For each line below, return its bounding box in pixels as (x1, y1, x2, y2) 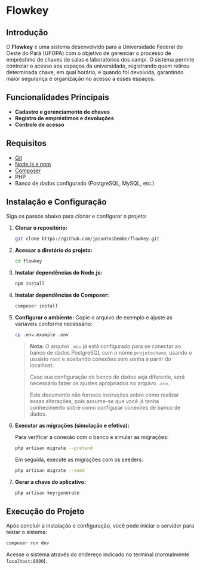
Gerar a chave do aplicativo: (14, 478, 87, 485)
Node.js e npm (14, 160, 51, 167)
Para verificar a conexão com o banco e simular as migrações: (14, 433, 169, 440)
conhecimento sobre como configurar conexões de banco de (29, 404, 181, 411)
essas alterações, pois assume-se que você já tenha (29, 397, 159, 404)
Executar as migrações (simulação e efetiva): (14, 422, 130, 429)
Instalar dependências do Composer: (14, 291, 109, 299)
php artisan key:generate (14, 490, 79, 496)
